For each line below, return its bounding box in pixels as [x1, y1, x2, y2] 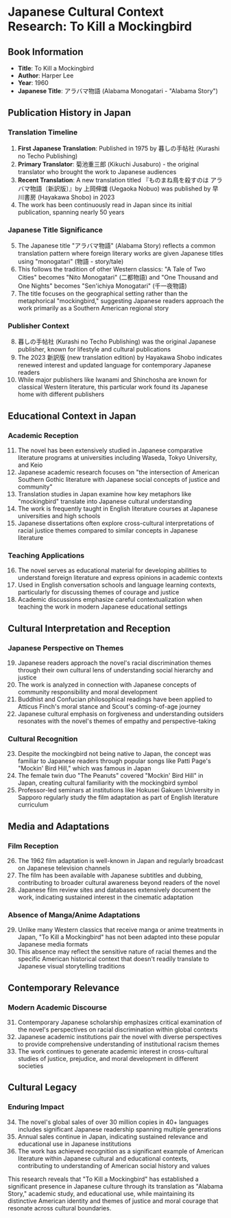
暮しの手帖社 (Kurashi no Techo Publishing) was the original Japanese [17, 337, 217, 346]
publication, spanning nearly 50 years [17, 208, 125, 216]
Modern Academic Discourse [8, 1002, 108, 1012]
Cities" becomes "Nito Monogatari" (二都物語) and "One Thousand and [17, 273, 219, 281]
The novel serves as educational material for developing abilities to [17, 566, 207, 574]
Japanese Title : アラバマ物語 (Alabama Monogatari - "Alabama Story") [17, 87, 219, 95]
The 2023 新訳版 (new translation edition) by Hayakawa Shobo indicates [17, 354, 223, 362]
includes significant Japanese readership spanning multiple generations [17, 1125, 221, 1133]
